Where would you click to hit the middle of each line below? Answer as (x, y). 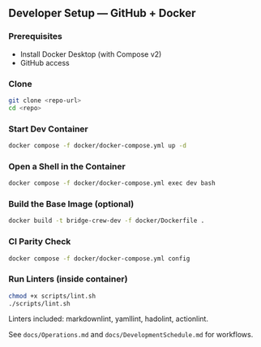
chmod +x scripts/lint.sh (52, 296)
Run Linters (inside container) (68, 279)
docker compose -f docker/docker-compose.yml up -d (97, 146)
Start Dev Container (48, 129)
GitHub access (45, 62)
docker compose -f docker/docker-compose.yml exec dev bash (112, 183)
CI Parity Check (40, 242)
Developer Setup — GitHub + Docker (102, 13)
